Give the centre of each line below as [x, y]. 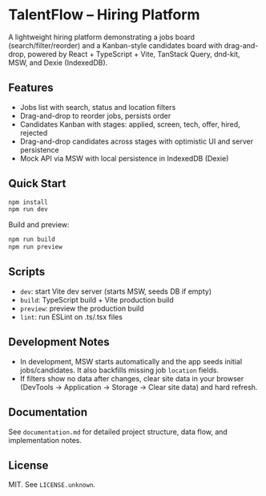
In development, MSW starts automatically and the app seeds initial [131, 361]
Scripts [27, 272]
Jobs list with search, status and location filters [98, 107]
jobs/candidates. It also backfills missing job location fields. [119, 370]
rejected [34, 132]
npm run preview [35, 247]
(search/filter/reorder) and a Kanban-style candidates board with [115, 45]
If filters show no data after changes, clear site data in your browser [132, 378]
